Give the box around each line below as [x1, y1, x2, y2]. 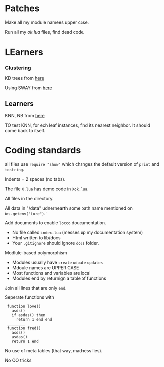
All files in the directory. [5, 196, 54, 202]
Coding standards [5, 145, 81, 156]
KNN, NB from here [5, 113, 45, 119]
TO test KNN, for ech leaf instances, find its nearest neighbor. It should [5, 122, 150, 128]
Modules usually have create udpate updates [12, 259, 103, 266]
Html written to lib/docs [12, 235, 61, 241]
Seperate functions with [5, 294, 54, 300]
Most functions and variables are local [12, 270, 91, 276]
